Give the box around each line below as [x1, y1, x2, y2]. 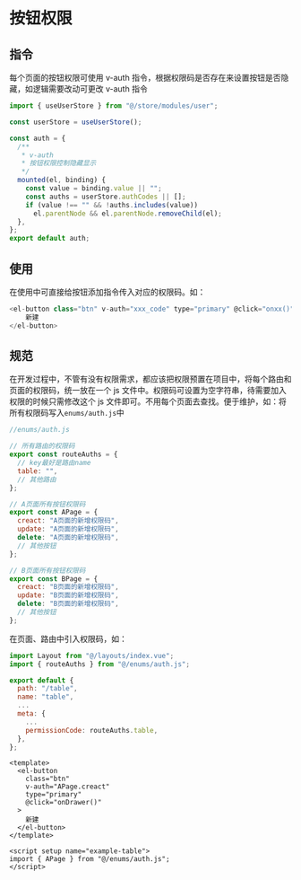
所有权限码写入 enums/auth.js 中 [9, 408, 125, 418]
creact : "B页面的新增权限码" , [17, 583, 119, 592]
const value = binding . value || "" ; [25, 184, 163, 193]
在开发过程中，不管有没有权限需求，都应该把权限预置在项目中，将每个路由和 [9, 374, 292, 384]
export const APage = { [9, 508, 99, 517]
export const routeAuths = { [9, 450, 118, 459]
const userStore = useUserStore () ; [9, 118, 142, 127]
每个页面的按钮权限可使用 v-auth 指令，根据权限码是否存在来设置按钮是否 [9, 73, 281, 83]
